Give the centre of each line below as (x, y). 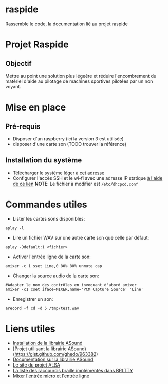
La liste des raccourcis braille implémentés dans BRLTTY (73, 370)
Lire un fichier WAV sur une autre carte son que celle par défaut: (81, 237)
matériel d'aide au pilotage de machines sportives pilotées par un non (79, 81)
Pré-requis (23, 126)
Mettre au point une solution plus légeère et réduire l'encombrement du (81, 76)
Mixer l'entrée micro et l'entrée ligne (51, 376)
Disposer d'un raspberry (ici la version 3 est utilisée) (68, 139)
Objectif (18, 63)
